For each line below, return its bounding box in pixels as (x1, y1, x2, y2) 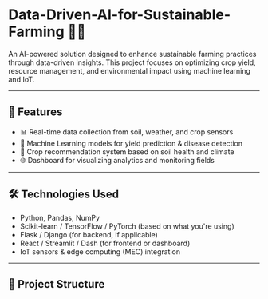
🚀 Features (8, 106, 63, 119)
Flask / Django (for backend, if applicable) (19, 229, 158, 239)
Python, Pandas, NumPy (19, 213, 100, 222)
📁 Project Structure (8, 277, 105, 291)
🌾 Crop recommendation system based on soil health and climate (19, 146, 235, 157)
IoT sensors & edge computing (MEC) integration (19, 246, 181, 257)
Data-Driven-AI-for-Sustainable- (8, 6, 231, 24)
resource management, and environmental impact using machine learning (8, 66, 251, 75)
